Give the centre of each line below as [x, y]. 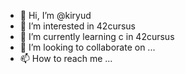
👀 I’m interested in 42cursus [77, 26]
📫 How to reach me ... [66, 58]
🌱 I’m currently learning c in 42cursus [97, 36]
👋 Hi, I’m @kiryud [55, 15]
